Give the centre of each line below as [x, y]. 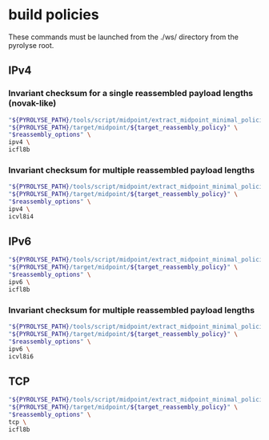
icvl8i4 [21, 216]
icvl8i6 [21, 356]
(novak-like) [32, 103]
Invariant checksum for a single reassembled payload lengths [131, 94]
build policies [54, 15]
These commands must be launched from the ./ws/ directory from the [123, 37]
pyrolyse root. [31, 45]
